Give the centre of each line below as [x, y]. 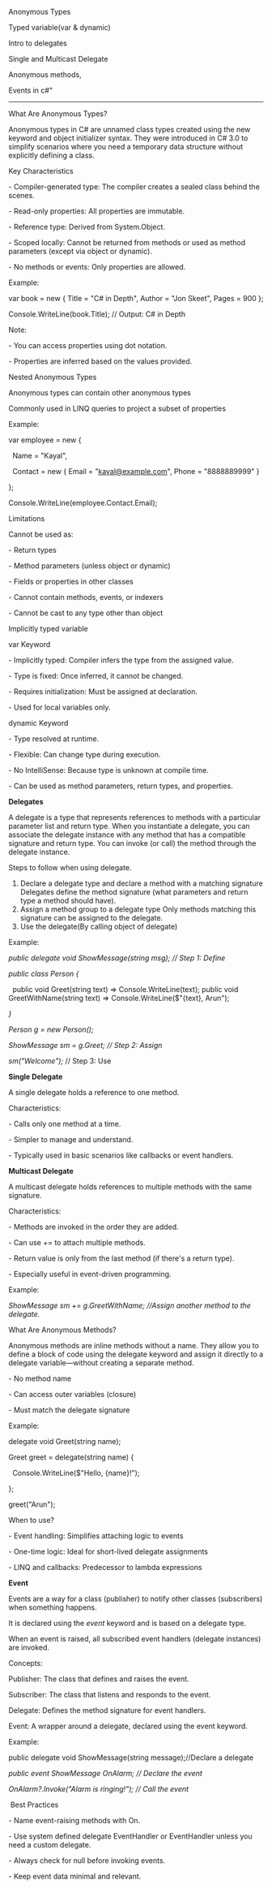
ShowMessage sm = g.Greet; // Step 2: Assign [85, 1045]
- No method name [40, 1378]
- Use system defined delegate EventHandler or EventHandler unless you [130, 1836]
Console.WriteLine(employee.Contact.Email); [83, 503]
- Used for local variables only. [59, 707]
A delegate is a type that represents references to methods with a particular [135, 817]
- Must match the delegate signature [69, 1410]
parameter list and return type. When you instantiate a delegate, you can [129, 826]
